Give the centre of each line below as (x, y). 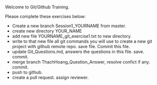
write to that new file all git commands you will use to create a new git (82, 41)
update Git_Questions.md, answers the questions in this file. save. (78, 51)
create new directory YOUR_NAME (47, 31)
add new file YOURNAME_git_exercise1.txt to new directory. (72, 36)
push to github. (27, 72)
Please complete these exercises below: (46, 16)
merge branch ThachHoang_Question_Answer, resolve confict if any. (81, 62)
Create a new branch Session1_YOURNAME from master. (69, 26)
